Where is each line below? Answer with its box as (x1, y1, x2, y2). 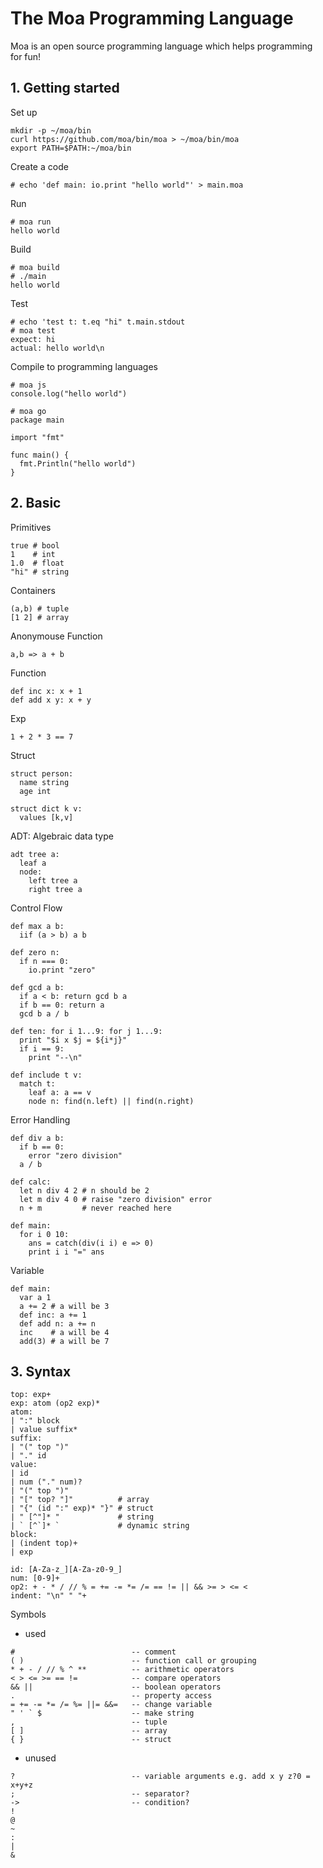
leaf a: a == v (28, 1087, 92, 1097)
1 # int (10, 549, 56, 559)
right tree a (28, 884, 83, 894)
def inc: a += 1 (19, 1310, 87, 1320)
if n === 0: (19, 956, 70, 966)
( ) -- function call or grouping (10, 1656, 257, 1666)
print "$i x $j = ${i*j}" (19, 1035, 128, 1045)
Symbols (10, 1608, 47, 1621)
